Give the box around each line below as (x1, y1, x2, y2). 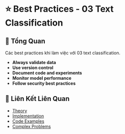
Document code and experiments (12, 70, 82, 76)
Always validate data (12, 60, 57, 65)
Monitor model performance (12, 75, 72, 81)
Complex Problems (12, 123, 51, 129)
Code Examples (12, 118, 44, 124)
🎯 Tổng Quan (5, 37, 45, 45)
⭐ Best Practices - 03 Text (5, 3, 114, 15)
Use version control (12, 65, 54, 70)
